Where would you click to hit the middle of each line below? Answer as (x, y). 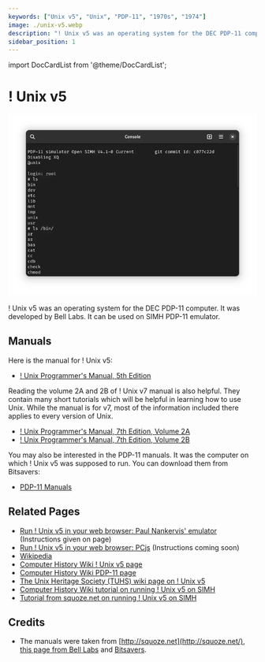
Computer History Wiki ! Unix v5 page (81, 564)
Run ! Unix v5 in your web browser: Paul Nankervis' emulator (118, 530)
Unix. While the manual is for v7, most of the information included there (123, 407)
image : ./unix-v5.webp (45, 25)
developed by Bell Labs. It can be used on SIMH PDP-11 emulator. (114, 316)
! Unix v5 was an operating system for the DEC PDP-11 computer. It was (124, 308)
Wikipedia (36, 556)
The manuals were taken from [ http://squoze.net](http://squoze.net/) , (132, 642)
